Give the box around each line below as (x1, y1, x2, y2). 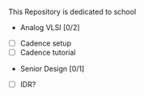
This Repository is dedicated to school (8, 7, 137, 16)
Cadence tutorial (19, 48, 76, 58)
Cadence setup (19, 38, 71, 48)
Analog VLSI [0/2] (19, 23, 80, 32)
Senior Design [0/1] (19, 64, 85, 74)
